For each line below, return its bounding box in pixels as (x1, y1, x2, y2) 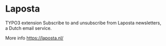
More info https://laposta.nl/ (5, 35, 64, 41)
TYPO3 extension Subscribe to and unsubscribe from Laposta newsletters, (5, 20, 161, 26)
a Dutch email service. (5, 25, 52, 31)
